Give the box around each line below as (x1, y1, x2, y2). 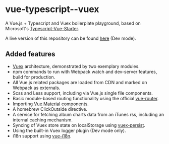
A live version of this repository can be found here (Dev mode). (5, 35, 136, 41)
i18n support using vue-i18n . (12, 132, 72, 139)
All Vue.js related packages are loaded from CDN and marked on (12, 79, 147, 85)
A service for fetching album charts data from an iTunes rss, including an (12, 111, 164, 117)
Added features (5, 50, 55, 58)
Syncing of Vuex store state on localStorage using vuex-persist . (12, 122, 145, 128)
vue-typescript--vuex (5, 4, 99, 15)
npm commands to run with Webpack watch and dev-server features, (12, 68, 157, 75)
